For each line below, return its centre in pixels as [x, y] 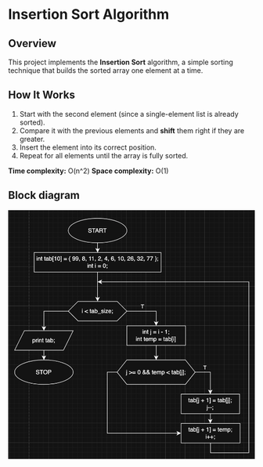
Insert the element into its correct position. [88, 147]
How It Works [42, 95]
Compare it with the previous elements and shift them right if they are [132, 130]
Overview [32, 43]
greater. [32, 139]
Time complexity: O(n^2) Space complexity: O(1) [88, 171]
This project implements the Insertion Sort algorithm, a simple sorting [121, 62]
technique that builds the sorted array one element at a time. [106, 71]
